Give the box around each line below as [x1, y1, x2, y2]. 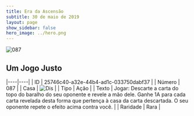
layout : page [6, 19, 38, 25]
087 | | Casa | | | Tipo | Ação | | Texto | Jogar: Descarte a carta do [6, 85, 179, 92]
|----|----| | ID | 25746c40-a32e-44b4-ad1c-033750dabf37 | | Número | [6, 78, 180, 85]
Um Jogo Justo [6, 63, 62, 73]
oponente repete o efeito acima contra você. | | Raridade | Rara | [6, 103, 161, 110]
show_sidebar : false [6, 24, 57, 31]
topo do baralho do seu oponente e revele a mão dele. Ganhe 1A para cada [6, 91, 186, 98]
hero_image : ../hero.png [6, 30, 66, 36]
